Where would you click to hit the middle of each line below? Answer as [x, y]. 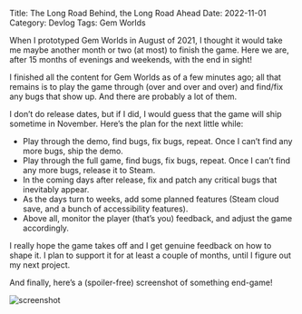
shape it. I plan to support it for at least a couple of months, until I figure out [151, 255]
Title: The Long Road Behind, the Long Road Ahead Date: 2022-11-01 [138, 13]
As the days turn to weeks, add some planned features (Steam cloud [151, 199]
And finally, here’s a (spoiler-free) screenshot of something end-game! [141, 282]
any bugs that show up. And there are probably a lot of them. [123, 96]
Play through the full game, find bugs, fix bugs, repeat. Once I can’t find [156, 161]
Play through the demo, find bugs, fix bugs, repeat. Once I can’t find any [157, 141]
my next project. [40, 265]
